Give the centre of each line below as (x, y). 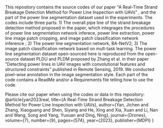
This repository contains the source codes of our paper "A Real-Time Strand (81, 7)
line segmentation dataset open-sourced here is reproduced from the (75, 54)
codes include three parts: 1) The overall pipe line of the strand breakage (78, 22)
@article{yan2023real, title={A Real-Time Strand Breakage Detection (74, 99)
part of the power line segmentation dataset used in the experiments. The (79, 17)
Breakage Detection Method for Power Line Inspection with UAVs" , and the (81, 12)
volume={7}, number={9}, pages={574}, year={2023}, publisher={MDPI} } (80, 120)
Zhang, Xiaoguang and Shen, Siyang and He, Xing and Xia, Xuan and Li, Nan (81, 110)
